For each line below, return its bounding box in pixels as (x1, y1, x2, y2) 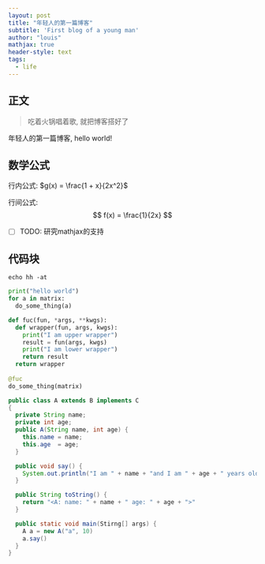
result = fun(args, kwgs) (22, 338, 108, 346)
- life (15, 63, 37, 71)
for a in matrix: (8, 295, 65, 303)
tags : (8, 56, 26, 64)
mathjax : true (8, 41, 55, 49)
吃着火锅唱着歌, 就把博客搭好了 (27, 116, 129, 126)
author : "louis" (8, 33, 62, 42)
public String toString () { (15, 491, 108, 499)
